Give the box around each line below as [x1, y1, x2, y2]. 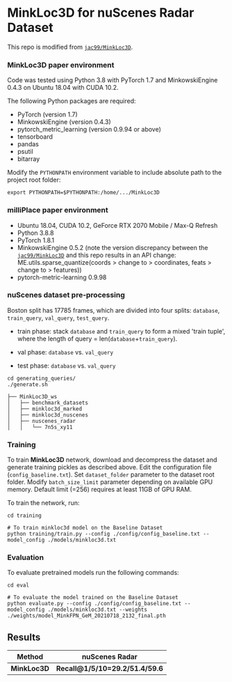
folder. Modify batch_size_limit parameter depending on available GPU [7, 478, 213, 486]
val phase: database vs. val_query [17, 348, 113, 356]
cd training [7, 512, 42, 520]
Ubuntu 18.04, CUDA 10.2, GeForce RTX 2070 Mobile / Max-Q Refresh [17, 221, 218, 229]
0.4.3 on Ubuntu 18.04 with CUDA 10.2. [7, 84, 119, 92]
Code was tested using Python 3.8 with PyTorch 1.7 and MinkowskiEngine [7, 76, 218, 84]
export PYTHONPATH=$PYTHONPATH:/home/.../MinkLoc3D [7, 189, 160, 196]
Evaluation [7, 552, 44, 562]
